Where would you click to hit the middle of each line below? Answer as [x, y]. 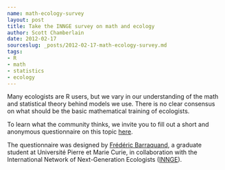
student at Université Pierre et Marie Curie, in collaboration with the [102, 152]
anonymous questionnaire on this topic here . [70, 132]
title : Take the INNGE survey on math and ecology [81, 26]
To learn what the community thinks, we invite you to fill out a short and [108, 125]
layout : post [26, 20]
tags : [15, 52]
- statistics [26, 71]
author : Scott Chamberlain [46, 33]
